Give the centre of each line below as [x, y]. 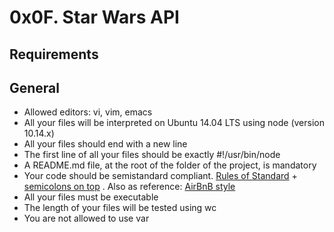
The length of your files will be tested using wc [120, 208]
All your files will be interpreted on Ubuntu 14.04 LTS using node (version [174, 123]
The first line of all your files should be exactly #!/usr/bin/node [152, 155]
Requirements [54, 54]
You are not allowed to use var [86, 218]
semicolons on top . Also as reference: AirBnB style [129, 187]
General [35, 87]
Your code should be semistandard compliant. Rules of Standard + [160, 176]
